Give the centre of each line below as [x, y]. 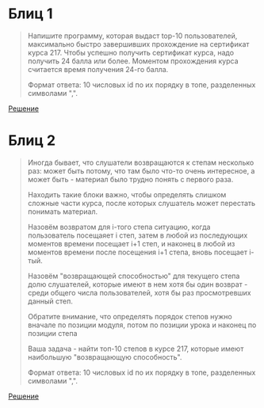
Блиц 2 [32, 141]
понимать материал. [62, 212]
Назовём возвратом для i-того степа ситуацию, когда [119, 227]
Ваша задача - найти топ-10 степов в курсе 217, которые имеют [136, 349]
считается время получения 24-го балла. [98, 69]
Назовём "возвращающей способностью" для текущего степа [134, 276]
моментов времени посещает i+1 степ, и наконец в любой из [131, 243]
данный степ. [50, 301]
